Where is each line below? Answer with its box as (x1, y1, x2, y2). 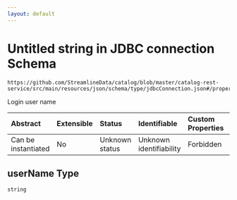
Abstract (11, 118, 41, 128)
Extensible (56, 118, 93, 128)
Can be (11, 135, 35, 144)
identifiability (138, 144, 181, 154)
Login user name (7, 97, 56, 106)
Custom (188, 114, 215, 124)
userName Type (7, 167, 80, 180)
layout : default (7, 10, 55, 18)
